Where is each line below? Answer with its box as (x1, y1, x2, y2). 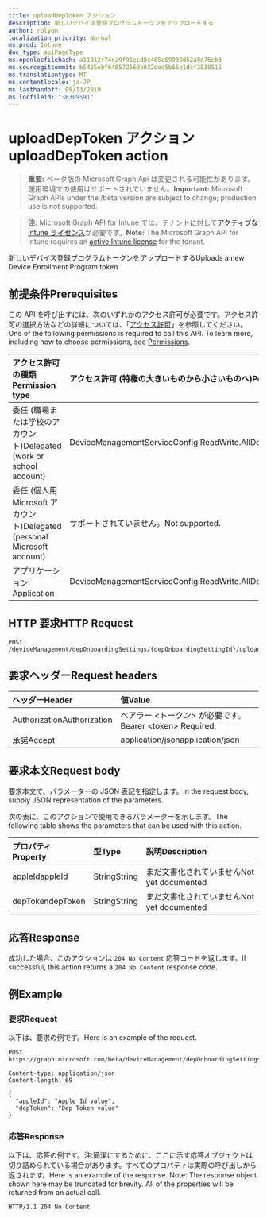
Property (12, 852, 47, 863)
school (12, 461, 38, 471)
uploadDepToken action (8, 147, 168, 165)
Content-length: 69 (8, 1076, 73, 1085)
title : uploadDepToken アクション (8, 11, 117, 20)
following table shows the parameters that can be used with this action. (8, 821, 242, 830)
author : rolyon (8, 26, 59, 34)
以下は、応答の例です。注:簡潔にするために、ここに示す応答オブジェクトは (8, 1150, 253, 1160)
